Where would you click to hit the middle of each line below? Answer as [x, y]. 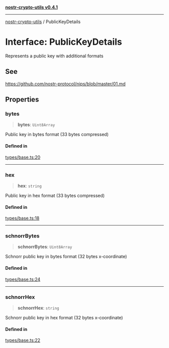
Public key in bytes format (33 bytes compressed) [57, 135]
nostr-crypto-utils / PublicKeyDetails [43, 22]
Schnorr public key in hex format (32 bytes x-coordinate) [64, 317]
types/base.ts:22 [23, 340]
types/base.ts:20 [23, 157]
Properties [22, 100]
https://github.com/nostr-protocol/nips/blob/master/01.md [65, 84]
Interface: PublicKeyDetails [64, 42]
